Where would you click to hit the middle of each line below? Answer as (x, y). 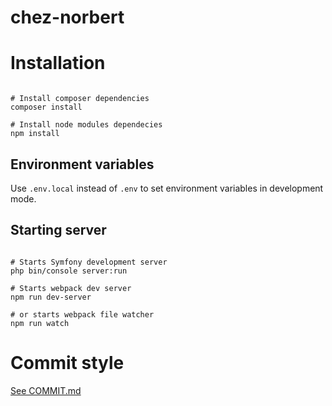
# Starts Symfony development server (89, 262)
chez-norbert (67, 17)
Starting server (58, 230)
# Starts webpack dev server (71, 288)
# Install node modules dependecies (86, 125)
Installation (58, 63)
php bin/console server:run (69, 271)
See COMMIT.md (46, 390)
